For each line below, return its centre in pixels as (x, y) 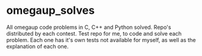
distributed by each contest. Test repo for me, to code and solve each (94, 33)
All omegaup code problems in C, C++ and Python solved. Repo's (89, 27)
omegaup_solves (51, 11)
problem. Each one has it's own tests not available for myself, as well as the (101, 40)
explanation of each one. (38, 46)
